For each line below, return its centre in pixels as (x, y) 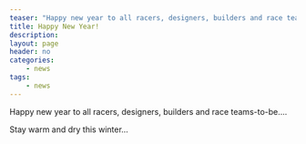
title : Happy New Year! (55, 26)
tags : (20, 77)
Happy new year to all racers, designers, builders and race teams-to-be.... (148, 111)
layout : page (34, 43)
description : (34, 35)
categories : (32, 60)
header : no (30, 52)
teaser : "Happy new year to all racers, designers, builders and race (146, 18)
